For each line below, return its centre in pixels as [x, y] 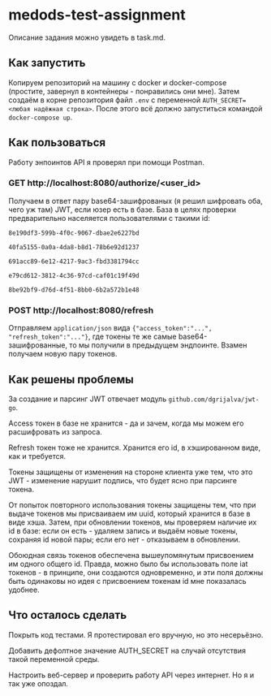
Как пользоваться [57, 143]
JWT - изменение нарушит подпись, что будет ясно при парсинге [123, 480]
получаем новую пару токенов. [63, 354]
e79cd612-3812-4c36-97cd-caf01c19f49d [74, 275]
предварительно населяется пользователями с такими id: [110, 218]
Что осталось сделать [68, 615]
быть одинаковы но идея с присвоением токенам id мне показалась [127, 581]
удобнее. [24, 590]
